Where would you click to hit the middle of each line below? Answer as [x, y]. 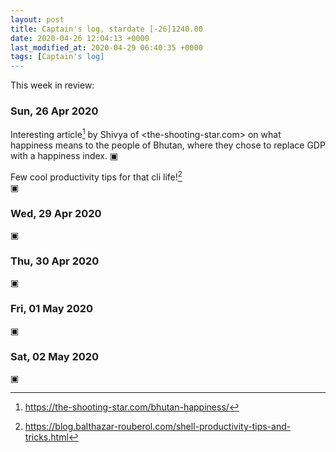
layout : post [37, 19]
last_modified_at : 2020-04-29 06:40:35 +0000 [106, 47]
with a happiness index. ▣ [64, 156]
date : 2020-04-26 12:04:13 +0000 [80, 38]
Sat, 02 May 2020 [55, 356]
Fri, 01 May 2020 [52, 309]
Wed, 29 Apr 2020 [56, 213]
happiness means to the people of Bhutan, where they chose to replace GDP [168, 145]
